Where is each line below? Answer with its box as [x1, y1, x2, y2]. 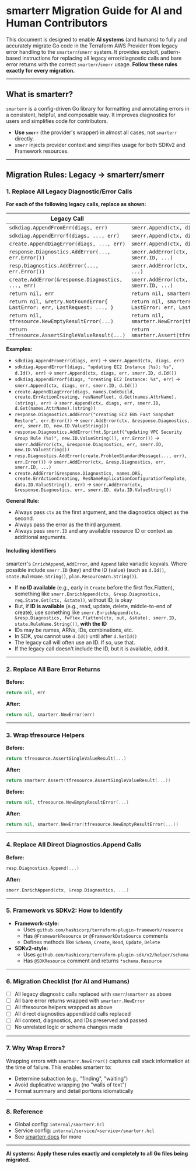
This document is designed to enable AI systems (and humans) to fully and [6, 36, 187, 43]
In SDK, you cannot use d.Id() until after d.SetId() [14, 632, 138, 639]
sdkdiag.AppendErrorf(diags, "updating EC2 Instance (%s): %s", [14, 364, 174, 370]
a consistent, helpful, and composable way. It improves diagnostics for [6, 111, 176, 118]
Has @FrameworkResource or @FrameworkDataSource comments [23, 932, 168, 939]
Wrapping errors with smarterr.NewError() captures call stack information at [6, 1057, 190, 1064]
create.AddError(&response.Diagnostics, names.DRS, [14, 471, 143, 476]
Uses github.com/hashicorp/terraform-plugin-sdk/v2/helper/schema [23, 951, 189, 958]
